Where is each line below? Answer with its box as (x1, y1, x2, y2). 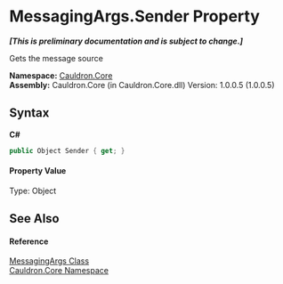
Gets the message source (9, 53, 104, 63)
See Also (9, 211, 60, 226)
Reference (9, 236, 49, 247)
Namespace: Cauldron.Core (9, 69, 113, 81)
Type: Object (9, 185, 57, 196)
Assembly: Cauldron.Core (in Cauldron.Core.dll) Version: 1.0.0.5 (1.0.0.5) (9, 79, 275, 90)
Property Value (9, 166, 67, 176)
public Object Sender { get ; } (9, 146, 125, 155)
